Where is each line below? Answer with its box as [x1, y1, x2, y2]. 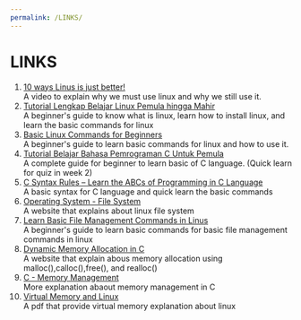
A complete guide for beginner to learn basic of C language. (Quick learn [22, 158, 293, 169]
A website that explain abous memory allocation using [22, 253, 223, 264]
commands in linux [22, 234, 93, 245]
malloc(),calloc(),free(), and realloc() [22, 262, 158, 273]
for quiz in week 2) [22, 167, 93, 177]
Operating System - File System [22, 195, 142, 206]
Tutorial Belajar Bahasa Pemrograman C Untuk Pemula [22, 148, 225, 159]
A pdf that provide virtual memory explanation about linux [22, 300, 236, 311]
